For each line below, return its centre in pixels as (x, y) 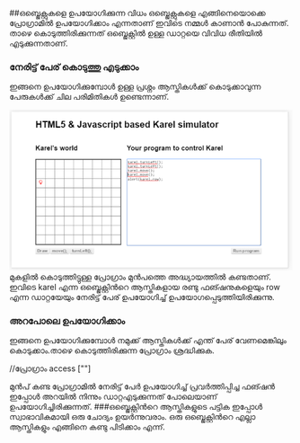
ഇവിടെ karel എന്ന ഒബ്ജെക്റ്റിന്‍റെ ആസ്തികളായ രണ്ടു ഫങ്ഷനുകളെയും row (145, 287)
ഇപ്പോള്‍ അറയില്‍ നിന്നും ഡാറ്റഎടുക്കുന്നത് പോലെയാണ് (113, 397)
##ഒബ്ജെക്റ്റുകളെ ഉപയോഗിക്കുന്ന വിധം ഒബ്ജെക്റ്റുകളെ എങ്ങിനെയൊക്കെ (138, 13)
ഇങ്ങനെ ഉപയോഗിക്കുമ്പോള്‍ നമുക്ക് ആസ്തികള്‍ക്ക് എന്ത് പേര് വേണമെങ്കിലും (148, 341)
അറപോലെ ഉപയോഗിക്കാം (67, 321)
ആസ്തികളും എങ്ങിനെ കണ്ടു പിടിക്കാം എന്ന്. (88, 427)
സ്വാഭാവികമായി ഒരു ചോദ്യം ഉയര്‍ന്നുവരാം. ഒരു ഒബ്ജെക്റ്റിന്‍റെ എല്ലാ (132, 417)
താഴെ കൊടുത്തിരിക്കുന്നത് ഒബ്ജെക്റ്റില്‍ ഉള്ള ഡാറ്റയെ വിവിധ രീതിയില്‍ (136, 33)
